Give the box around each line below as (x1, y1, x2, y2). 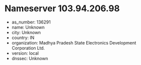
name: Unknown (11, 24, 45, 30)
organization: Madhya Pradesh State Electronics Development (11, 40, 137, 45)
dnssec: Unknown (11, 55, 48, 61)
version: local (11, 50, 39, 56)
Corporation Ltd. (11, 45, 45, 51)
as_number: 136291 (11, 19, 51, 25)
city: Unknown (11, 29, 41, 35)
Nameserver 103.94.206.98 (4, 3, 120, 14)
